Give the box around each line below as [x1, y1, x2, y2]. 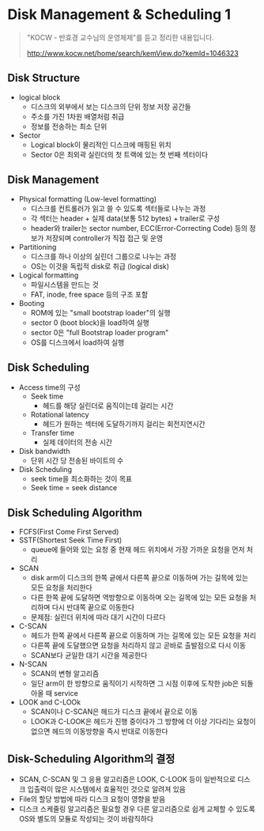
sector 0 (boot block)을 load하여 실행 [30, 318, 149, 327]
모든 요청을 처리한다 [30, 583, 92, 592]
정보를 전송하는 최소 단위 [30, 121, 107, 131]
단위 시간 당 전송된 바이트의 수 [30, 456, 124, 466]
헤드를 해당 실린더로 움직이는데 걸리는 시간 [42, 401, 174, 410]
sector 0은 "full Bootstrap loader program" [30, 327, 169, 337]
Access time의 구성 [18, 383, 81, 392]
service [54, 689, 78, 698]
